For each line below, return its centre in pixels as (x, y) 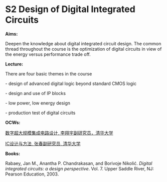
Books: (13, 153)
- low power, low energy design (38, 103)
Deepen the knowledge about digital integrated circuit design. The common (83, 43)
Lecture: (14, 64)
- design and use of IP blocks (36, 93)
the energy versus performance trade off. (48, 54)
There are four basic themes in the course (49, 73)
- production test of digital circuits (40, 113)
